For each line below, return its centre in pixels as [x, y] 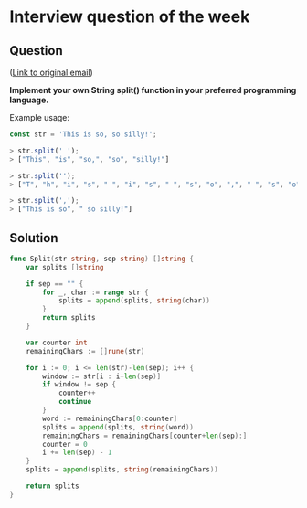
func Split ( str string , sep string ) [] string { [102, 259]
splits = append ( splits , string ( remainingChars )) [122, 470]
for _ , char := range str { [95, 292]
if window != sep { [79, 385]
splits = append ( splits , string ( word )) [118, 427]
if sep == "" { [55, 284]
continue [75, 402]
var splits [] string [65, 267]
